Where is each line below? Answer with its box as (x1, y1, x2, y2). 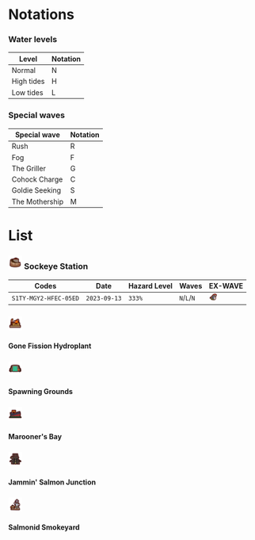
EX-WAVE (208, 281, 244, 291)
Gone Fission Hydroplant (8, 341, 92, 350)
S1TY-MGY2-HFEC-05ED (11, 295, 80, 303)
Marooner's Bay (8, 432, 62, 442)
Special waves (8, 109, 66, 121)
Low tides (11, 87, 44, 97)
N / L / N (179, 293, 196, 303)
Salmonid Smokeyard (8, 523, 81, 532)
